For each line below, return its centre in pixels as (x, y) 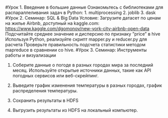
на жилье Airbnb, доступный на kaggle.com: (52, 23)
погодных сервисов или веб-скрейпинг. (56, 76)
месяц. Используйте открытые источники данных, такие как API (82, 70)
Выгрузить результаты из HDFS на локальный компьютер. (75, 110)
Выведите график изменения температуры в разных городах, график (87, 85)
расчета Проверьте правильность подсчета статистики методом (75, 44)
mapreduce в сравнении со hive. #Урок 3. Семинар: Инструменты (76, 50)
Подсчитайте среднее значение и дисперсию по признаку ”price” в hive (83, 34)
